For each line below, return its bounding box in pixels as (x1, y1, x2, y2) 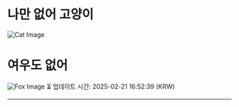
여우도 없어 (7, 57, 68, 74)
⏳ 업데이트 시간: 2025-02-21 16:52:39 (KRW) (46, 82, 176, 91)
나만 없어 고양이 (7, 6, 94, 23)
